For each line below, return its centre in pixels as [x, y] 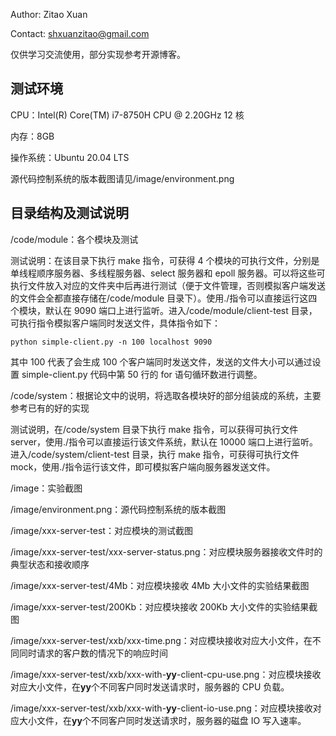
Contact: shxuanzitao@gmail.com [80, 33]
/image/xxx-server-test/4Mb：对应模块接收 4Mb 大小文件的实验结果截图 [160, 585]
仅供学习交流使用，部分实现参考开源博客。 [98, 54]
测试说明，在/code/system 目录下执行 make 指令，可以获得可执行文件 [154, 429]
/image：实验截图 [46, 488]
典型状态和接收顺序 [50, 564]
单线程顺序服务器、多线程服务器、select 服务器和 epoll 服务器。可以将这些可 [168, 273]
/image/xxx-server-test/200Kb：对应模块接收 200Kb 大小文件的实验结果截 [164, 606]
